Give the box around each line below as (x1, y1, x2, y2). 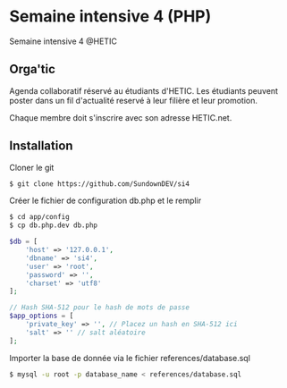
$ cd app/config (9, 213, 70, 222)
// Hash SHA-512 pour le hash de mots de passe (9, 303, 190, 312)
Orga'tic (9, 62, 56, 77)
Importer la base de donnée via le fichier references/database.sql (9, 352, 250, 363)
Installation (9, 139, 73, 154)
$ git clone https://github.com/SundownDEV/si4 (9, 179, 190, 189)
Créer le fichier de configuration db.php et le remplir (9, 195, 202, 207)
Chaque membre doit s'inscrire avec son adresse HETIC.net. (9, 112, 232, 122)
